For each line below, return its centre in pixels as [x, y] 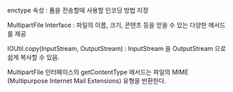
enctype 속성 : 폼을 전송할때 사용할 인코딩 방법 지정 [78, 10]
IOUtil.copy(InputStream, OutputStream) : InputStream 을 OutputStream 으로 [117, 48]
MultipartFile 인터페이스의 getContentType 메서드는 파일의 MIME [98, 72]
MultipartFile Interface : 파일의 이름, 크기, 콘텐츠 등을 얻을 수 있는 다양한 [107, 25]
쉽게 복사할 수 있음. [33, 57]
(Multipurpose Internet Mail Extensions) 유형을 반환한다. [87, 81]
